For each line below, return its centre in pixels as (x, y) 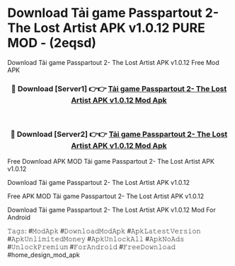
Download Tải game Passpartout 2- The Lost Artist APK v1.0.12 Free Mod (113, 62)
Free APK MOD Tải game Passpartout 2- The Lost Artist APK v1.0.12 (106, 196)
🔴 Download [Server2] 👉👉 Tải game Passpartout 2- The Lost (119, 134)
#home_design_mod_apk (44, 255)
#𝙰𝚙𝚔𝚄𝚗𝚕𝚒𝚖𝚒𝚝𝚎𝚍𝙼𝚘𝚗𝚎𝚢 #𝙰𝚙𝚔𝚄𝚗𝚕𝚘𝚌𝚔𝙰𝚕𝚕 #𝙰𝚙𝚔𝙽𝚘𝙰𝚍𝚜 (96, 238)
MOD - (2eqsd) (52, 43)
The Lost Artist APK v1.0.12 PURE (106, 28)
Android (19, 217)
